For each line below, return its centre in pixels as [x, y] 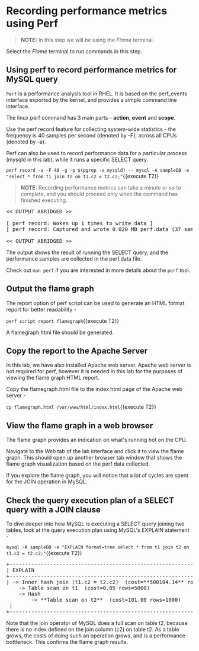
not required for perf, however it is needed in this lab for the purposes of [94, 371]
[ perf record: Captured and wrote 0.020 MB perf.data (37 [94, 229]
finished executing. [44, 200]
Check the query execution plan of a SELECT [90, 500]
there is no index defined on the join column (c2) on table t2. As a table [93, 629]
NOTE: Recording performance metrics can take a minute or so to [101, 187]
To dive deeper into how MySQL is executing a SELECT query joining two [95, 524]
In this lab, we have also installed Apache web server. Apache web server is [99, 365]
